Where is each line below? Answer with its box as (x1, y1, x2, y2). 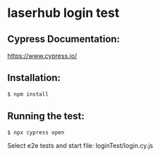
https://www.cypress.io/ (7, 51, 78, 60)
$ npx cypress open (7, 129, 65, 136)
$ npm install (7, 90, 49, 98)
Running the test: (7, 111, 85, 123)
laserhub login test (7, 5, 120, 21)
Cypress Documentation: (7, 33, 121, 45)
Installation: (7, 72, 61, 84)
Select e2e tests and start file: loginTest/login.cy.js (7, 142, 154, 150)
